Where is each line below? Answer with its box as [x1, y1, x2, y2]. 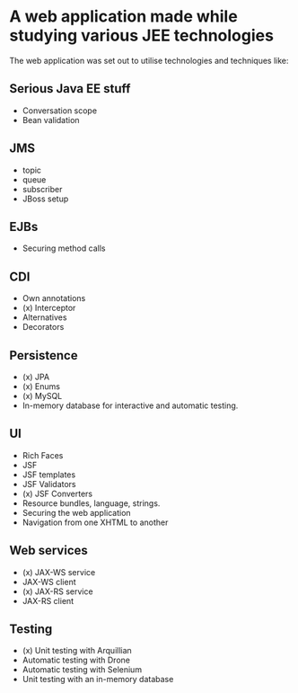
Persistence [9, 348, 78, 363]
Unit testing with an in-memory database [22, 674, 174, 685]
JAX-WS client [22, 576, 76, 587]
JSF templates [22, 469, 76, 480]
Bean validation [22, 114, 80, 125]
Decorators [22, 322, 65, 333]
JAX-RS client [22, 595, 74, 606]
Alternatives [22, 312, 67, 323]
